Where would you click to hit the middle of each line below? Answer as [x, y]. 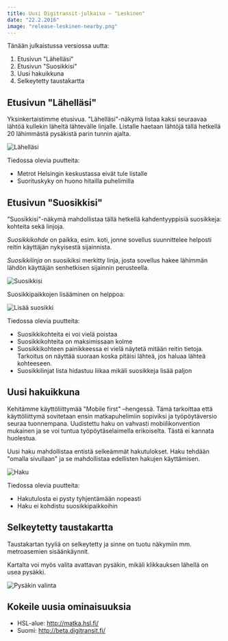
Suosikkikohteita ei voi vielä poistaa [67, 334]
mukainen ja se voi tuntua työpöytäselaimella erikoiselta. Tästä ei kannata [111, 431]
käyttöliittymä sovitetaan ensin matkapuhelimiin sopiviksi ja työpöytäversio [112, 416]
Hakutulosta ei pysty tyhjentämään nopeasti [79, 498]
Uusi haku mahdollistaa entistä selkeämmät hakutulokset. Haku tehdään [109, 451]
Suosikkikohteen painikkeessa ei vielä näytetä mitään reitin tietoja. [110, 349]
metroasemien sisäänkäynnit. [48, 551]
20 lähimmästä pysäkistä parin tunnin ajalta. [69, 134]
